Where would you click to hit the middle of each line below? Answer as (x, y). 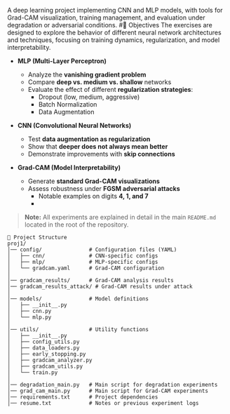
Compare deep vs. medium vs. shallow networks (100, 82)
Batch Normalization (68, 104)
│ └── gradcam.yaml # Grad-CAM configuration (86, 268)
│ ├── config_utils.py (43, 342)
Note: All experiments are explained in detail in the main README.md (120, 217)
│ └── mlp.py (29, 317)
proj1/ (17, 243)
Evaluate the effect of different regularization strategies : (110, 89)
